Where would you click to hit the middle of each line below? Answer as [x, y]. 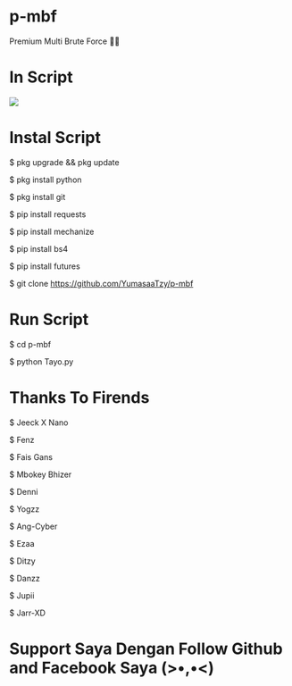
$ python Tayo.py [42, 361]
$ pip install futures [45, 266]
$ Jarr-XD [28, 613]
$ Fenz [22, 439]
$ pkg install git [38, 197]
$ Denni [24, 491]
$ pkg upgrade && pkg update [64, 162]
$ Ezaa [22, 543]
